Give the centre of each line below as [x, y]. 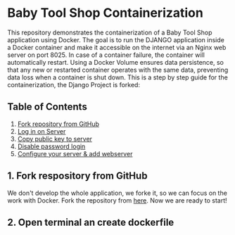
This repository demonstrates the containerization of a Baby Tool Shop [110, 32]
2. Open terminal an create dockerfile [91, 222]
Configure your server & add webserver [75, 153]
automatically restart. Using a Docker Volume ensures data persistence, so [115, 62]
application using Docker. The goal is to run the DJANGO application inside [116, 39]
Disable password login [51, 146]
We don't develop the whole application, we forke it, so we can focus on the [117, 193]
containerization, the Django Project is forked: [74, 84]
